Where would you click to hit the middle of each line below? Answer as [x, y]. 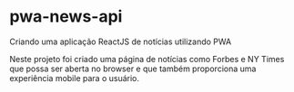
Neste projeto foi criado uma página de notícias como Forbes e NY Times [147, 59]
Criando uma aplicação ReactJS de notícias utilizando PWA [121, 41]
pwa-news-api [66, 17]
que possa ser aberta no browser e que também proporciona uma [133, 69]
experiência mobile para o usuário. [74, 78]
